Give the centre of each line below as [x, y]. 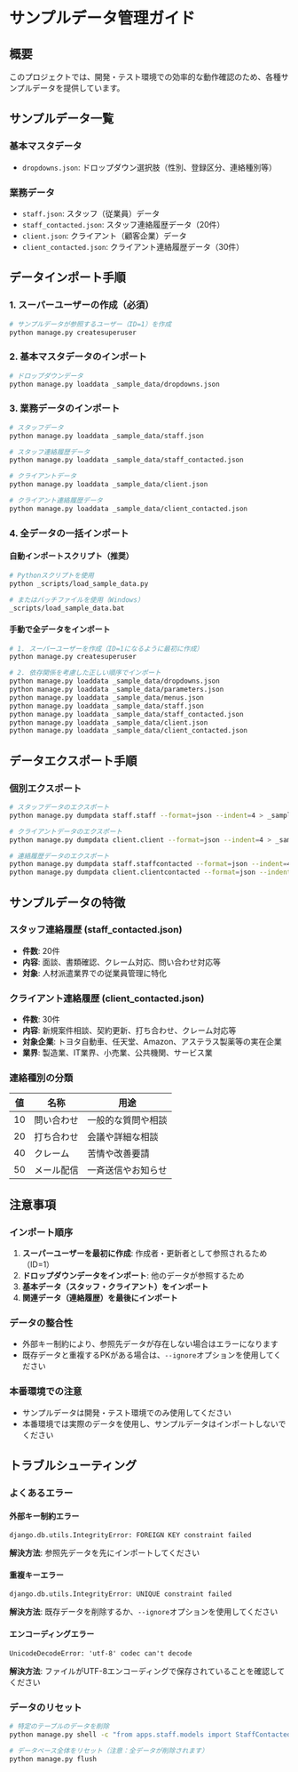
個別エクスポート [46, 788]
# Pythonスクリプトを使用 [52, 575]
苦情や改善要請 [118, 1154]
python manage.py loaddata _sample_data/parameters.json [117, 690]
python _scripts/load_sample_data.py [79, 583]
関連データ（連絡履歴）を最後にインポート [100, 1298]
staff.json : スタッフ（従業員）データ [91, 213]
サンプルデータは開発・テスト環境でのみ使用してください [127, 1412]
